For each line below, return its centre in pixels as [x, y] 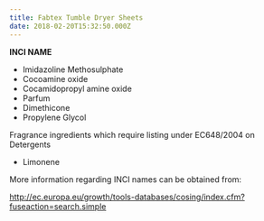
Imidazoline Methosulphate [73, 69]
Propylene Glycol [54, 117]
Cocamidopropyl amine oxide [77, 88]
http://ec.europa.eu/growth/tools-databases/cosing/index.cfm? [127, 197]
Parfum [36, 98]
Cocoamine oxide [55, 78]
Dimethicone [46, 107]
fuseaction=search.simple [58, 206]
